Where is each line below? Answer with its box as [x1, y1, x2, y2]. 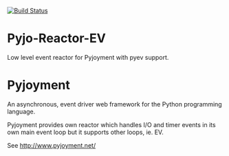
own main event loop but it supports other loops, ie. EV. [7, 128, 164, 136]
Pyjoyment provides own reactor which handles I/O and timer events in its [7, 120, 216, 129]
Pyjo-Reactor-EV [7, 31, 107, 46]
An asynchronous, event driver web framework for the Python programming [7, 100, 222, 108]
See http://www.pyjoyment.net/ [7, 141, 96, 149]
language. [7, 107, 36, 115]
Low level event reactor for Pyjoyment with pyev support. [7, 53, 169, 61]
